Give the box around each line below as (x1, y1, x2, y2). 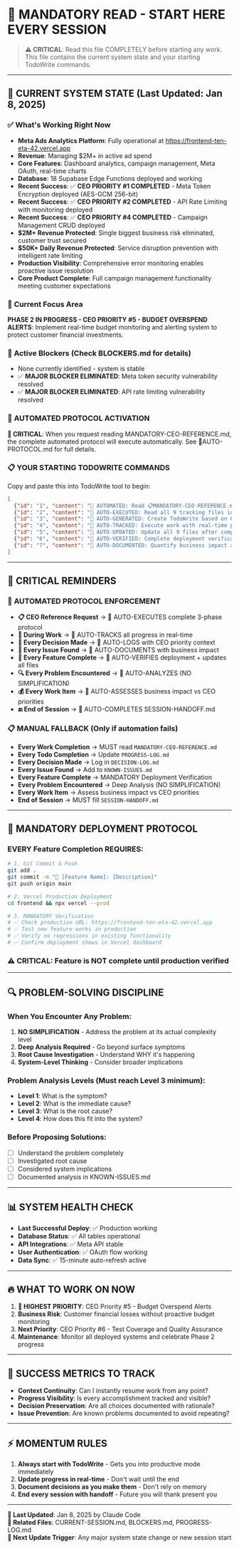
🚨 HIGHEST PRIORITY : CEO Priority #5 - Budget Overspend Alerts (17, 1303, 212, 1311)
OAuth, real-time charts (17, 167, 87, 175)
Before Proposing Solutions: (7, 1132, 107, 1142)
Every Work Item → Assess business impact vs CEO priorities (17, 788, 200, 796)
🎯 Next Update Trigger (7, 1533, 75, 1542)
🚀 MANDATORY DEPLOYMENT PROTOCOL (7, 823, 198, 835)
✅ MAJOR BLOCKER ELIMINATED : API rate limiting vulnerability (17, 387, 206, 396)
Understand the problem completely (17, 1148, 124, 1157)
